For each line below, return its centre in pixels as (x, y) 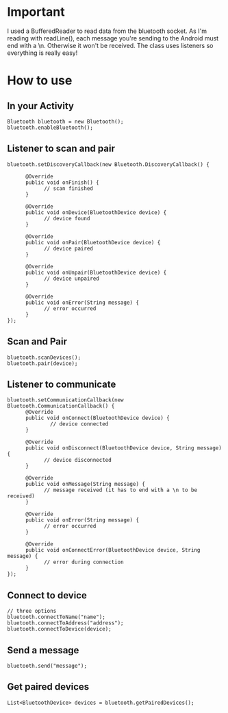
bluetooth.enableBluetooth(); (50, 128)
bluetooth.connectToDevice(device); (59, 629)
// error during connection (84, 562)
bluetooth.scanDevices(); (44, 358)
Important (36, 12)
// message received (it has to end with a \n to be (120, 490)
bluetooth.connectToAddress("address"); (66, 623)
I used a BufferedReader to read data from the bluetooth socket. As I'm (107, 31)
